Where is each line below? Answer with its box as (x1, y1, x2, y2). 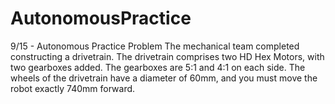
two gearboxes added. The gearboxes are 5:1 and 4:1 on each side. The (10, 61, 306, 73)
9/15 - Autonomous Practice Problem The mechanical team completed (10, 40, 300, 52)
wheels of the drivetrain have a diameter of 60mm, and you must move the (10, 72, 318, 84)
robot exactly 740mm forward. (10, 82, 136, 94)
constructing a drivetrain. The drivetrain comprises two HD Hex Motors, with (10, 50, 325, 62)
